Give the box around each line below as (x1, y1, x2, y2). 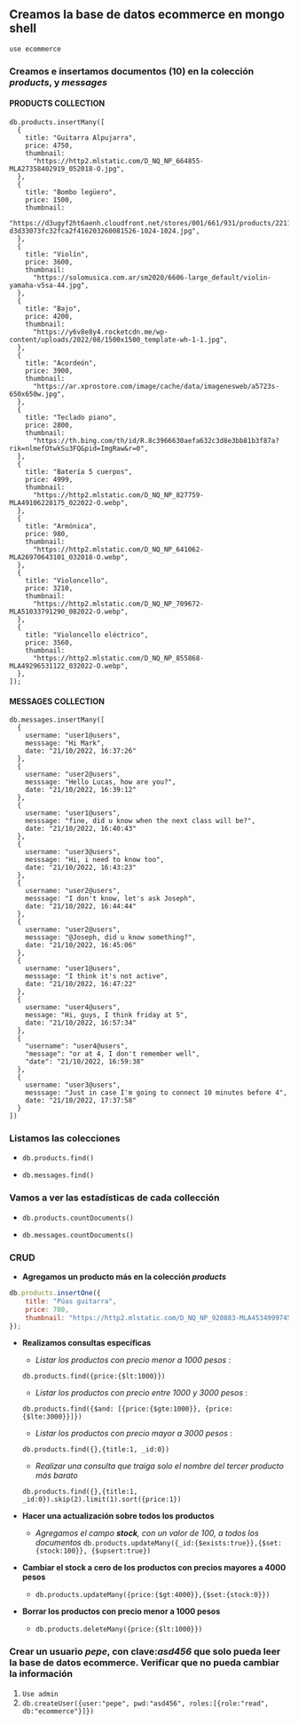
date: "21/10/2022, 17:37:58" (25, 1096, 137, 1105)
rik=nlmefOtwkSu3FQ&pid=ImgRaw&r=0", (9, 444, 149, 453)
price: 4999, (25, 475, 74, 484)
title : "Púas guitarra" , (25, 1296, 117, 1306)
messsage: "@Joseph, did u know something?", (25, 933, 197, 942)
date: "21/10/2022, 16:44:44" (25, 902, 137, 911)
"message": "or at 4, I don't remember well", (25, 1049, 200, 1059)
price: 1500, (25, 195, 74, 204)
